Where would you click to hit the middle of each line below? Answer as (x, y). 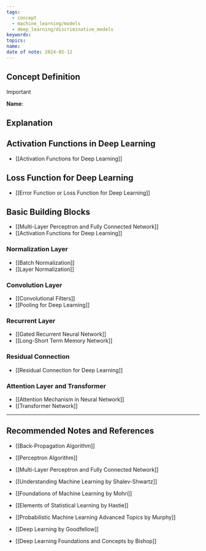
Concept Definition (44, 77)
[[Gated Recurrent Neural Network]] (61, 334)
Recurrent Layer (31, 321)
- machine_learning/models (46, 23)
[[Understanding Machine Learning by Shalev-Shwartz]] (86, 481)
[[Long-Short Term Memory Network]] (64, 341)
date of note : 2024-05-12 (39, 52)
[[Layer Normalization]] (45, 269)
